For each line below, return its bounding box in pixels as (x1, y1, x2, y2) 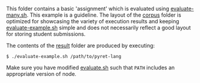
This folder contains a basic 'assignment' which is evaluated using (6, 5, 170, 12)
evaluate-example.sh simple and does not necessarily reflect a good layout (6, 24, 191, 31)
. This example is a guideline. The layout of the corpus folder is (26, 11, 181, 19)
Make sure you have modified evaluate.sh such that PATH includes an (6, 64, 175, 71)
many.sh (6, 11, 27, 19)
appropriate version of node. (6, 70, 76, 77)
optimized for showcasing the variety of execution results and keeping (6, 18, 180, 24)
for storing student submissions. (6, 30, 86, 38)
